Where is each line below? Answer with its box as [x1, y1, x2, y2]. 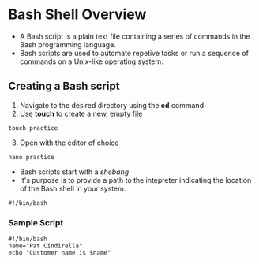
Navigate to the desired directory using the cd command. [19, 100, 206, 110]
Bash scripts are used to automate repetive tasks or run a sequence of [19, 48, 249, 58]
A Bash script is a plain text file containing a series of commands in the [19, 32, 250, 41]
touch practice [8, 124, 58, 132]
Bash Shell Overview [8, 6, 147, 24]
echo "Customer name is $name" [8, 249, 111, 257]
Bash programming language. [19, 39, 116, 49]
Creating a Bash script [8, 80, 120, 93]
